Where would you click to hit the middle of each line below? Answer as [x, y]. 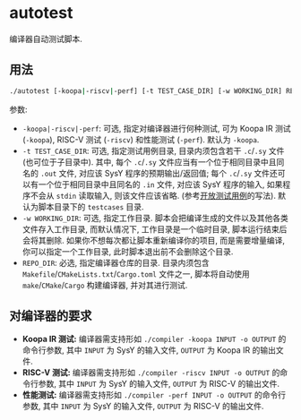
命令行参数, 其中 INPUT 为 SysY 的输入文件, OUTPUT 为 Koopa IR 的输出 [149, 350]
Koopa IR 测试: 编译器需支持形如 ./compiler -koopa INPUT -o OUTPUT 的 [154, 339]
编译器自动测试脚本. [46, 39]
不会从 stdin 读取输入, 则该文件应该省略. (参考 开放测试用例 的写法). [153, 195]
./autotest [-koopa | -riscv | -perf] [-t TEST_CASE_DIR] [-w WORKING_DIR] [146, 91]
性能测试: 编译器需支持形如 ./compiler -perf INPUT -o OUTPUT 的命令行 [154, 395]
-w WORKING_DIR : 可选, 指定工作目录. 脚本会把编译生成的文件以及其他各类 [155, 218]
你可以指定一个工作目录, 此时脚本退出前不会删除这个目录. [128, 251]
